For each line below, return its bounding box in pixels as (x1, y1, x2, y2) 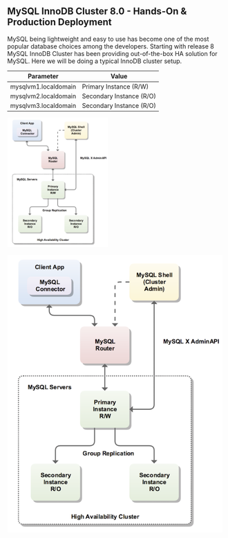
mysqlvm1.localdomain (10, 82, 77, 91)
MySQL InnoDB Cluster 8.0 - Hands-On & (7, 6, 187, 17)
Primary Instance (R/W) (82, 82, 149, 91)
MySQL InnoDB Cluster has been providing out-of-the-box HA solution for (7, 49, 218, 57)
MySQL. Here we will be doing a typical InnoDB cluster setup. (7, 57, 182, 65)
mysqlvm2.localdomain (10, 91, 77, 100)
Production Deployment (7, 17, 112, 28)
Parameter (27, 72, 59, 80)
